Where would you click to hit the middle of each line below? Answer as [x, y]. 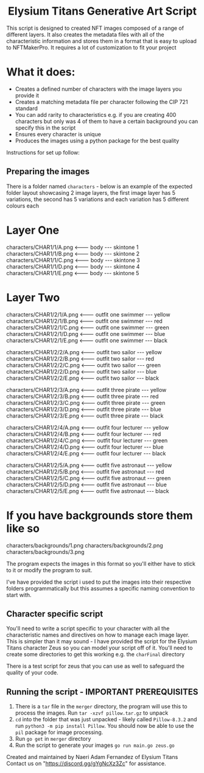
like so [23, 528]
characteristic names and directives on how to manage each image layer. [98, 635]
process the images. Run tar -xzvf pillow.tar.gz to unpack [92, 713]
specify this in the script [45, 128]
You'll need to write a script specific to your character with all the [88, 629]
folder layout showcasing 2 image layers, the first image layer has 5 [91, 192]
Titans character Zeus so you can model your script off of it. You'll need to [100, 648]
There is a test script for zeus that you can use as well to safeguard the [95, 666]
